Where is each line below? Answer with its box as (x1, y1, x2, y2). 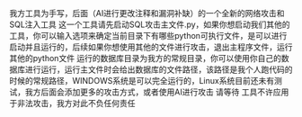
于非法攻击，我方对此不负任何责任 (9, 98, 136, 108)
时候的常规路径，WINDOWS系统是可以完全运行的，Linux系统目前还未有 (9, 76, 275, 85)
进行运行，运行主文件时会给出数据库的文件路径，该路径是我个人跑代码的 (24, 64, 293, 75)
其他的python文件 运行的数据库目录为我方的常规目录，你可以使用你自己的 (9, 53, 281, 63)
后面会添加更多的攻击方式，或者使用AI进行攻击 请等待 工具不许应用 (40, 86, 289, 97)
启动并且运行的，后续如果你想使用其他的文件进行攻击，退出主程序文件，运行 (9, 41, 293, 52)
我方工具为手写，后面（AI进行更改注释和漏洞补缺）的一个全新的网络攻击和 (9, 8, 285, 18)
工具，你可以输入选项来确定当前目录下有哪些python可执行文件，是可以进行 (9, 31, 288, 40)
